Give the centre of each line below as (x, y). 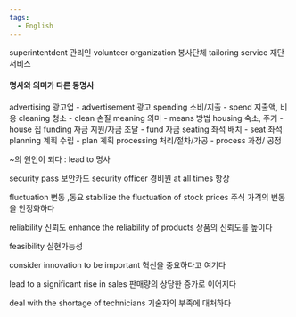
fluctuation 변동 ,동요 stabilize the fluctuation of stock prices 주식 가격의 (139, 197)
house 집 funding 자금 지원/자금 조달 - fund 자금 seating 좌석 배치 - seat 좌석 (146, 129)
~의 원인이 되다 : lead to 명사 (60, 159)
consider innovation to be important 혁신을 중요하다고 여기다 (118, 264)
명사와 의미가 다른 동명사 (52, 85)
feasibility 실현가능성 (46, 246)
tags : (19, 17)
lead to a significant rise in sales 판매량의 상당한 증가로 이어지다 (123, 284)
